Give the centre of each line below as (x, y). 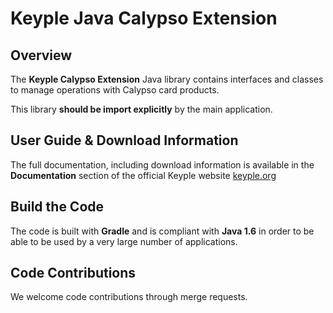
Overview (41, 55)
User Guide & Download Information (124, 140)
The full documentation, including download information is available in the (162, 164)
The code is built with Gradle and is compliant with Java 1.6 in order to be (162, 231)
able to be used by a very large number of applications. (124, 241)
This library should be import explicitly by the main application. (141, 109)
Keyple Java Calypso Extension (144, 18)
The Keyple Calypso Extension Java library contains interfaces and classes (167, 79)
